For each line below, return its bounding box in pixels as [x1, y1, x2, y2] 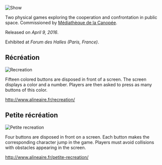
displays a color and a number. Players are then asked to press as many [5, 81, 153, 87]
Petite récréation [5, 111, 58, 120]
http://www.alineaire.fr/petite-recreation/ [5, 154, 89, 160]
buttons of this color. [5, 87, 48, 93]
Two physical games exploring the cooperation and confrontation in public [5, 14, 158, 20]
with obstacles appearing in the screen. [5, 145, 86, 151]
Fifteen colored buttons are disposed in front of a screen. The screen [5, 76, 147, 82]
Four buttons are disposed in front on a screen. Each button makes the [5, 134, 150, 140]
